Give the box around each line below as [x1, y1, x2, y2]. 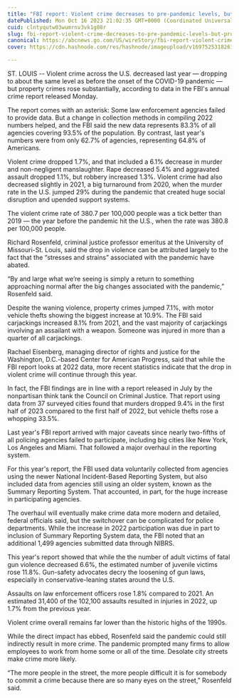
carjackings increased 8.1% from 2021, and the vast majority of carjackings [7, 318, 228, 327]
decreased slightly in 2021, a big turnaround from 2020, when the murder [7, 180, 223, 189]
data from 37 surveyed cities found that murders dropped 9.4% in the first [7, 400, 225, 407]
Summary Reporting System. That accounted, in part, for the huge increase [7, 487, 228, 496]
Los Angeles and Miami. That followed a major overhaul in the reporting [7, 443, 217, 452]
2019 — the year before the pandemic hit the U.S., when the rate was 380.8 [7, 217, 229, 225]
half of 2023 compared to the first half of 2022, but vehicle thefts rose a [7, 407, 219, 415]
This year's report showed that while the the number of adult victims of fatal [7, 553, 230, 561]
